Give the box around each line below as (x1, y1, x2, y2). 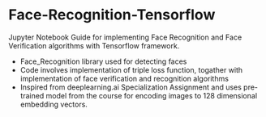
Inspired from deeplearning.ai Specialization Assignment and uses (19, 82, 242, 92)
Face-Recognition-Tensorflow (8, 6, 216, 24)
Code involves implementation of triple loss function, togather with (19, 65, 243, 74)
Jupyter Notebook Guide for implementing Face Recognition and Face (8, 32, 242, 42)
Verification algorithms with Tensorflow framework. (8, 40, 180, 50)
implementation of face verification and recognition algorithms (19, 73, 230, 83)
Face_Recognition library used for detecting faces (19, 56, 187, 66)
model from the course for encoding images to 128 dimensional (45, 90, 258, 100)
